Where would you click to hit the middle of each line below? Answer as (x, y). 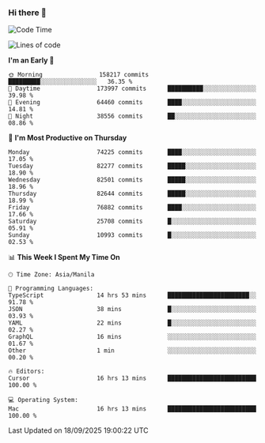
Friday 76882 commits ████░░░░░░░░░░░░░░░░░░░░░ (132, 208)
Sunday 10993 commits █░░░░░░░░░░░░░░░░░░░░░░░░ (132, 235)
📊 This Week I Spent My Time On (64, 257)
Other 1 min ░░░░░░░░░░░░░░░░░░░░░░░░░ (132, 351)
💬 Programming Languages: (51, 289)
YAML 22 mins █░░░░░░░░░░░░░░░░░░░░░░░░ (132, 323)
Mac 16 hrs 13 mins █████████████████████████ (132, 409)
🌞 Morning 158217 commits (78, 75)
